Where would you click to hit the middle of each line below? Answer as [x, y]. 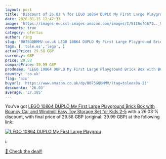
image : [12, 23]
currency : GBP [20, 56]
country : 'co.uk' [23, 74]
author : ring [19, 38]
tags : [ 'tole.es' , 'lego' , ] [35, 46]
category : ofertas [24, 33]
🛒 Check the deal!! [24, 152]
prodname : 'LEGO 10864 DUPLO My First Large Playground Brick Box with [80, 70]
